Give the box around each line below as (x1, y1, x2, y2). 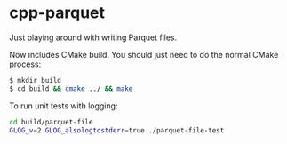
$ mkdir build (9, 76, 62, 84)
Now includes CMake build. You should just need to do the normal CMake (9, 49, 279, 60)
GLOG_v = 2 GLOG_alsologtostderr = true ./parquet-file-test (9, 125, 225, 135)
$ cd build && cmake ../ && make (9, 84, 133, 93)
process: (9, 59, 42, 69)
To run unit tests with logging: (9, 100, 118, 111)
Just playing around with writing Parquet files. (9, 32, 178, 43)
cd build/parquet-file (9, 117, 93, 126)
